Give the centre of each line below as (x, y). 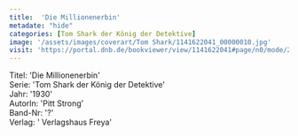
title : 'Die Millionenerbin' (65, 17)
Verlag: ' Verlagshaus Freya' (61, 122)
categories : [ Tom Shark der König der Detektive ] (103, 34)
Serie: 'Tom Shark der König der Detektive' (87, 85)
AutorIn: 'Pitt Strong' (47, 103)
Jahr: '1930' (31, 94)
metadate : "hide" (41, 26)
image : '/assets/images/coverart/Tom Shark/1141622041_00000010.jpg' (141, 42)
